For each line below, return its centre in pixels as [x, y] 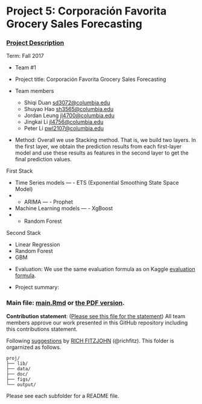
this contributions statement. [42, 329]
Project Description [35, 43]
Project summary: [37, 287]
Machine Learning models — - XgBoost [64, 208]
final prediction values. [43, 159]
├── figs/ [19, 379]
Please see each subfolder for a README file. [63, 396]
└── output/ [21, 385]
